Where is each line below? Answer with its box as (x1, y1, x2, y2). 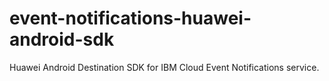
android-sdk (9, 28, 115, 51)
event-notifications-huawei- (9, 7, 252, 30)
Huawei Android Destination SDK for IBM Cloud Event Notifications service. (9, 61, 320, 73)
